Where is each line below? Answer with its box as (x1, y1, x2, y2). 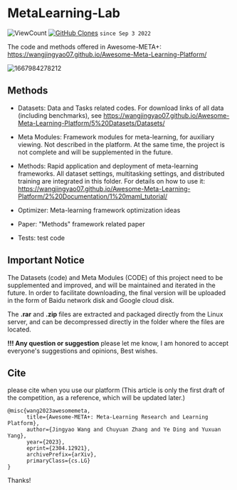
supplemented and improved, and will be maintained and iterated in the (7, 281, 216, 289)
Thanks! (7, 476, 31, 485)
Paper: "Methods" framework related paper (17, 219, 145, 228)
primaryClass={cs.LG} (26, 457, 91, 465)
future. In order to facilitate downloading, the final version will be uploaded (7, 288, 226, 297)
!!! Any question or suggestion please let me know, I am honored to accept (7, 339, 229, 347)
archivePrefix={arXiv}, (26, 451, 98, 459)
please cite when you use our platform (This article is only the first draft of (7, 386, 226, 394)
